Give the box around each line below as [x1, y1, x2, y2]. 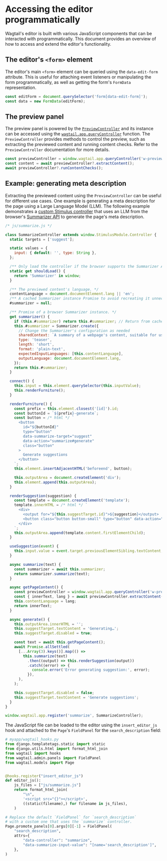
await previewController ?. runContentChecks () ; [5, 165, 103, 171]
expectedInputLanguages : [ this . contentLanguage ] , [18, 351, 123, 356]
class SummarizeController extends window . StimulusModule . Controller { [5, 232, 157, 237]
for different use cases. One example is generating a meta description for [5, 198, 156, 204]
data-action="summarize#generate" [23, 438, 94, 443]
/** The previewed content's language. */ [9, 287, 99, 292]
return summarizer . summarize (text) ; [14, 571, 90, 576]
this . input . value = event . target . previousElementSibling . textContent [14, 548, 162, 553]
